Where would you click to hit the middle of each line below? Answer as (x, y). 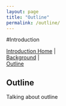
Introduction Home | (31, 51)
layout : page (22, 12)
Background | (23, 58)
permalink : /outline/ (33, 23)
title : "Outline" (28, 17)
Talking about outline (32, 97)
